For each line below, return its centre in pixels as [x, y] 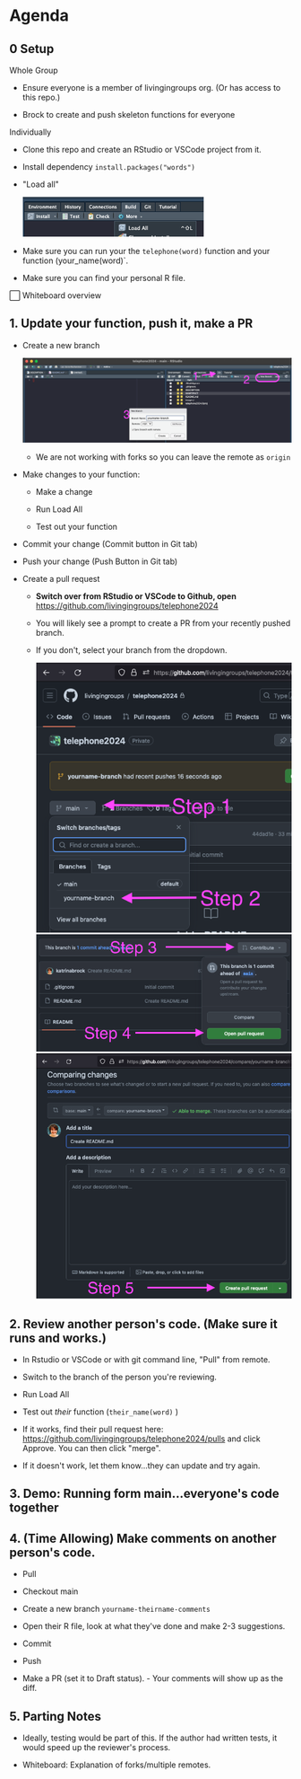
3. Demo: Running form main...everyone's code [144, 1494]
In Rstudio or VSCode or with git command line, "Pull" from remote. [146, 1360]
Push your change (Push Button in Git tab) [100, 561]
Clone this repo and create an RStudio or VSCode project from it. [142, 150]
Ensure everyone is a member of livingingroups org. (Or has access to [151, 88]
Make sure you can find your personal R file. [104, 278]
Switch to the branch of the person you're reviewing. [120, 1377]
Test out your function [77, 527]
